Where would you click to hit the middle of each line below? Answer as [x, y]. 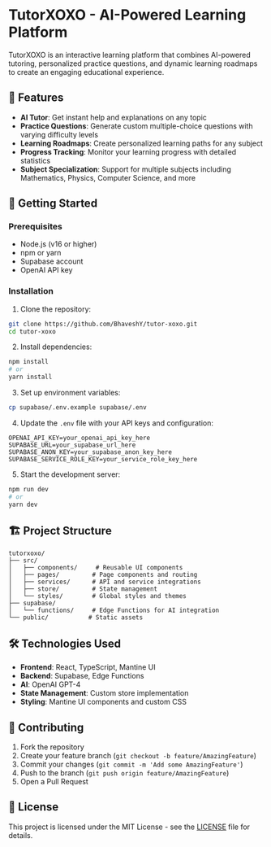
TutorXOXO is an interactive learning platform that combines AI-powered [129, 55]
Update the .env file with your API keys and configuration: [116, 423]
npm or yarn [41, 253]
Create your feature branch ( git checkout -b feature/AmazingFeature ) [138, 756]
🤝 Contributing [46, 727]
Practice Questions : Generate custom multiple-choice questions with [136, 126]
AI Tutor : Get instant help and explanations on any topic [113, 117]
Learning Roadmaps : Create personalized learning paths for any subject [142, 143]
